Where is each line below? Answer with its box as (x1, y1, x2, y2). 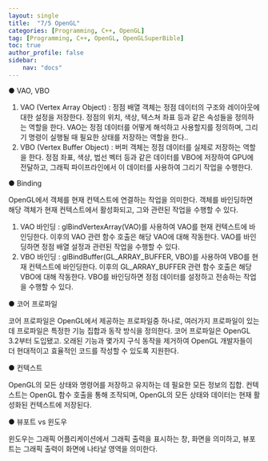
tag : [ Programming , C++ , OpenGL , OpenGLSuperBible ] (8, 34, 184, 42)
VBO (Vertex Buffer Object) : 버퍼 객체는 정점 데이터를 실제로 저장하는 (19, 142, 242, 152)
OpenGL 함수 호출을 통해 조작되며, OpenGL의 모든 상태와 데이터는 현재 (29, 390, 252, 399)
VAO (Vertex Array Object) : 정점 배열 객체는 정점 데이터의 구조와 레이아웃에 (19, 102, 260, 112)
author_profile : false (8, 49, 84, 57)
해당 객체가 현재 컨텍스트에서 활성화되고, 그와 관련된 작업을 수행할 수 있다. (8, 205, 238, 214)
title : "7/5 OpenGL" (8, 19, 81, 27)
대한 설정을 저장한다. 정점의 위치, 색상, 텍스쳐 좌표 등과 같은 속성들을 (19, 112, 234, 122)
